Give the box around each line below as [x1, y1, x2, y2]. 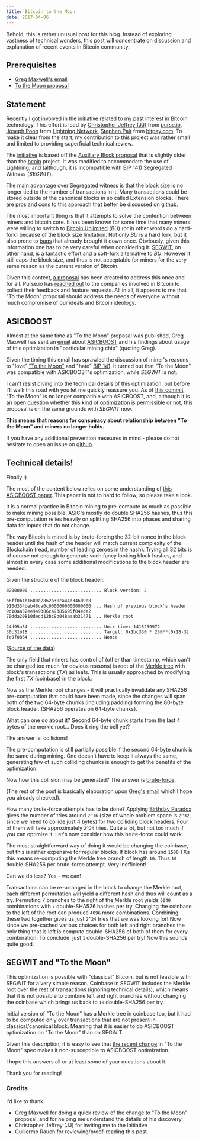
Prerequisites [6, 60, 57, 70]
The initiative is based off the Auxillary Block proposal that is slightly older [6, 152, 187, 159]
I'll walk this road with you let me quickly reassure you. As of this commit [6, 386, 184, 394]
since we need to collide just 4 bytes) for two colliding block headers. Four [6, 818, 188, 825]
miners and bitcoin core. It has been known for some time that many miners [6, 218, 191, 225]
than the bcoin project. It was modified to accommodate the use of [6, 158, 169, 165]
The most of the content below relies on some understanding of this [6, 485, 172, 492]
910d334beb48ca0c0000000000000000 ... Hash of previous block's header [6, 603, 187, 609]
